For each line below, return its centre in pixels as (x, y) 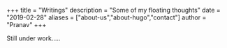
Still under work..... (34, 38)
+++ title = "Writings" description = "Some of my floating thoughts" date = (113, 10)
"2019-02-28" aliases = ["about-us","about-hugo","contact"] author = (107, 17)
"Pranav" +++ (27, 25)
